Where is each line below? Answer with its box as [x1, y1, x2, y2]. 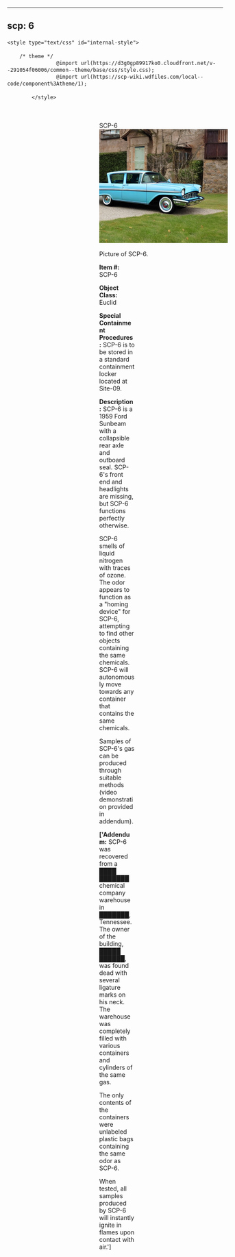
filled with [99, 1034, 127, 1043]
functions [99, 507, 126, 515]
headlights [99, 485, 129, 493]
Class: [99, 291, 118, 299]
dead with [99, 969, 127, 977]
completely [99, 1027, 131, 1035]
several [99, 976, 120, 984]
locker [99, 370, 117, 378]
